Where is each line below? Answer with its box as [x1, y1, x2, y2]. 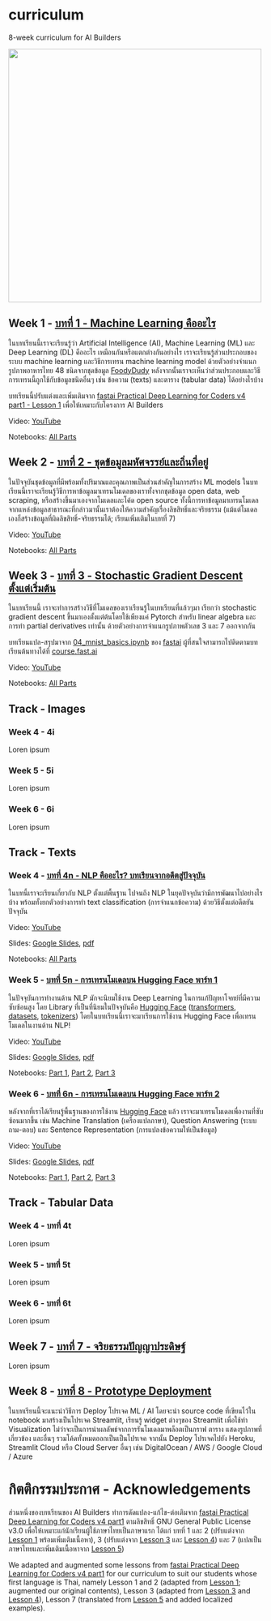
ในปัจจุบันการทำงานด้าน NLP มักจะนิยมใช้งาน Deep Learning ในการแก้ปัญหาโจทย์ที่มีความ [8, 993, 260, 1002]
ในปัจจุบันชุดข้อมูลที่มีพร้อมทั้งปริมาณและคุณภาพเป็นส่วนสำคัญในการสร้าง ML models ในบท [8, 477, 258, 487]
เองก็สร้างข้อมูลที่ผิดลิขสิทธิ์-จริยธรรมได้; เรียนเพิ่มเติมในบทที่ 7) [8, 513, 176, 523]
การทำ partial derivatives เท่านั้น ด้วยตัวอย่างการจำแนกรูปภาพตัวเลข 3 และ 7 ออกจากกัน [8, 621, 256, 631]
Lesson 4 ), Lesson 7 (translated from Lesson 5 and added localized [8, 1594, 233, 1604]
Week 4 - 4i [8, 726, 55, 737]
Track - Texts [8, 846, 77, 860]
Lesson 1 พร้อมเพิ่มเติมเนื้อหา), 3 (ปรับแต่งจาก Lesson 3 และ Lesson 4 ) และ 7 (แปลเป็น [8, 1534, 262, 1544]
